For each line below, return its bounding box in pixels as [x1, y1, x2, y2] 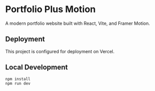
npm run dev [5, 81, 30, 86]
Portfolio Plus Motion [5, 4, 96, 15]
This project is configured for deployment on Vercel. [5, 48, 115, 54]
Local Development [5, 63, 68, 72]
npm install [5, 76, 30, 81]
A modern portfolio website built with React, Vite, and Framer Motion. [5, 20, 150, 26]
